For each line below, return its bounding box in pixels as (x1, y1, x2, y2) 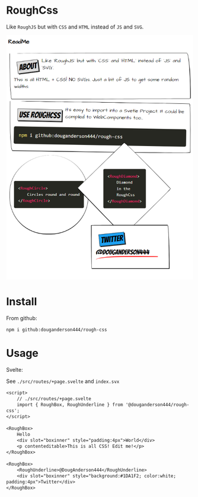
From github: (6, 314, 37, 321)
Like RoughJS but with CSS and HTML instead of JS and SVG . (6, 23, 144, 30)
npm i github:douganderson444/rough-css (6, 327, 108, 333)
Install (6, 295, 37, 309)
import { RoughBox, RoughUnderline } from (17, 401, 123, 407)
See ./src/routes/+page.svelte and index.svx (6, 378, 120, 385)
